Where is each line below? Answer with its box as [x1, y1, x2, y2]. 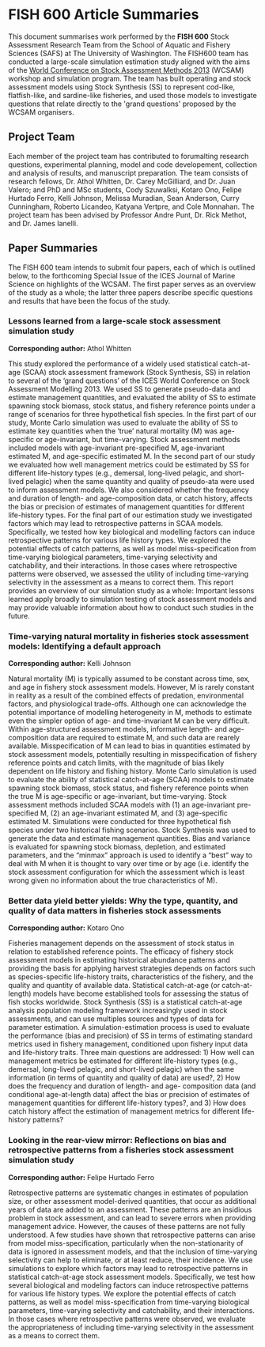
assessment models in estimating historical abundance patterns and [8, 955, 231, 965]
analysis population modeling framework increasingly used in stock [8, 1006, 228, 1016]
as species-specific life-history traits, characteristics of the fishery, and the [8, 972, 254, 982]
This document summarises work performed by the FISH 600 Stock [8, 32, 229, 41]
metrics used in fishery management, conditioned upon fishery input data [8, 1039, 248, 1049]
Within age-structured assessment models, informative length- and [8, 725, 228, 734]
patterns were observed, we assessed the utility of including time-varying [8, 569, 249, 578]
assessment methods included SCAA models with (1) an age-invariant [8, 800, 236, 810]
